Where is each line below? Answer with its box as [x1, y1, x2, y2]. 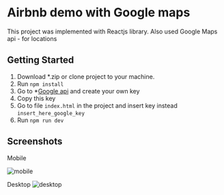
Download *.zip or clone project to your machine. [16, 72, 155, 80]
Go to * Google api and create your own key [16, 87, 140, 95]
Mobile [7, 153, 27, 162]
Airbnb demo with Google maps [7, 5, 191, 20]
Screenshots [7, 136, 63, 147]
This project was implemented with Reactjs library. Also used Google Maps [7, 27, 218, 35]
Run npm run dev [16, 116, 64, 124]
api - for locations [7, 34, 57, 42]
